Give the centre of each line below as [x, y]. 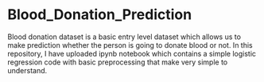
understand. [27, 70]
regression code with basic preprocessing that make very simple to [118, 62]
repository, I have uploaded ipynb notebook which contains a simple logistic [132, 53]
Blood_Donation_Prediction [100, 15]
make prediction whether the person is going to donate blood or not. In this [130, 45]
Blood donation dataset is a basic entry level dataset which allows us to [124, 37]
